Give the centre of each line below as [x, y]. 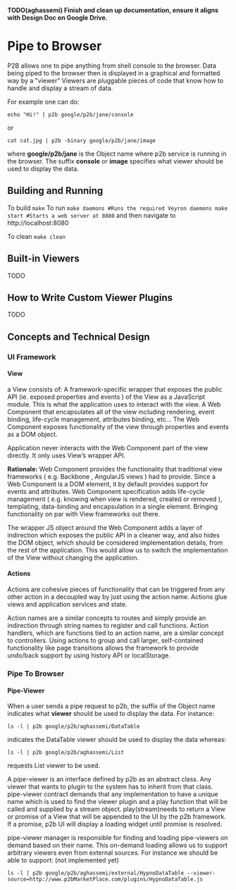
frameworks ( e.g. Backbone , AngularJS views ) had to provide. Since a [112, 476]
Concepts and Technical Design [79, 336]
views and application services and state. [67, 605]
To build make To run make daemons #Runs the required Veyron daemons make [118, 208]
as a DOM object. [32, 434]
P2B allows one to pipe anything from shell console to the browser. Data [112, 66]
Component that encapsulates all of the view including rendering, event [111, 412]
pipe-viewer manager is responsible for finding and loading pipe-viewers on [118, 838]
